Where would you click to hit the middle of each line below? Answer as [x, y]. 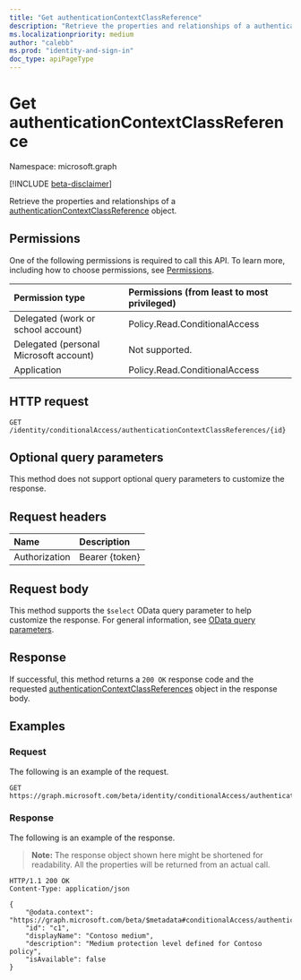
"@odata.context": [60, 912]
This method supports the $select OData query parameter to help [131, 610]
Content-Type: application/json [69, 889]
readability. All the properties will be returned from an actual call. [150, 864]
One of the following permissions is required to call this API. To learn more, [147, 260]
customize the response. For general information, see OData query [133, 620]
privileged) [152, 303]
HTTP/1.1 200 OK [39, 881]
